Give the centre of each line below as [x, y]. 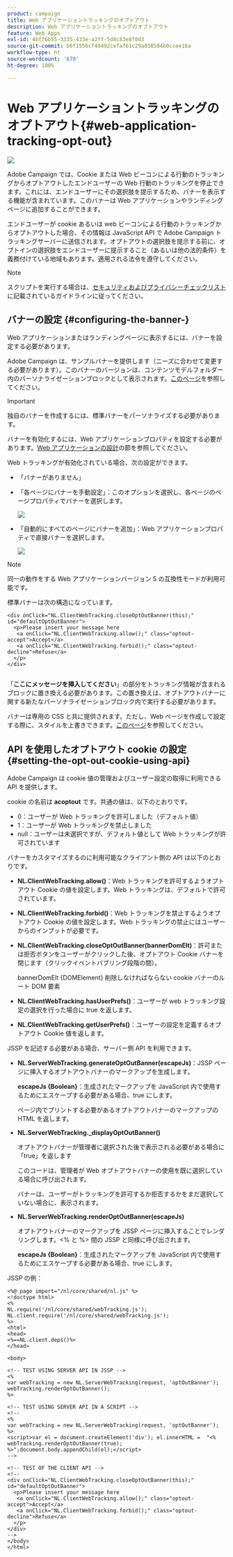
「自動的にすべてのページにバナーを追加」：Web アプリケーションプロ [117, 529]
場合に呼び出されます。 [57, 1179]
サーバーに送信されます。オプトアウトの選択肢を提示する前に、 [128, 241]
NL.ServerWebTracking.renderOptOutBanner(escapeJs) [101, 1217]
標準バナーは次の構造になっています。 [62, 603]
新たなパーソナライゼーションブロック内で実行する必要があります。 [122, 702]
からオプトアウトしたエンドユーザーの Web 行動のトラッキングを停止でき [119, 183]
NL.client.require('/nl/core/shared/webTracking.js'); [88, 1316]
